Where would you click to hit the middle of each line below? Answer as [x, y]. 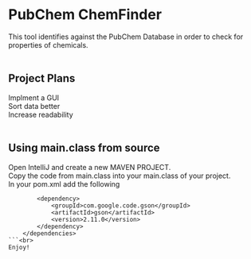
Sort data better [34, 106]
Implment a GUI [34, 98]
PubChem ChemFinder [85, 15]
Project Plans [42, 78]
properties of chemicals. [49, 44]
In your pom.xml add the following [64, 184]
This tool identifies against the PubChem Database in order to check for [126, 37]
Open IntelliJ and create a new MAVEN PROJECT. [90, 167]
